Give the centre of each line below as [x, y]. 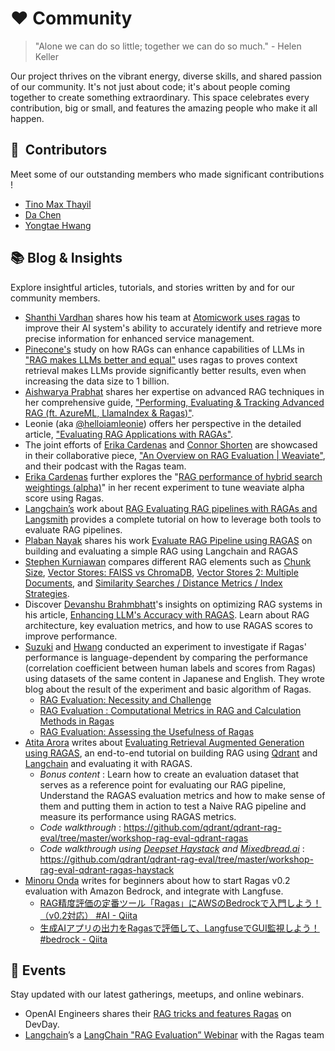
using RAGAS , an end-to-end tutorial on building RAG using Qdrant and [171, 753]
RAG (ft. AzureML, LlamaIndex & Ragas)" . [109, 413]
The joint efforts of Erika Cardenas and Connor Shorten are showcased [171, 444]
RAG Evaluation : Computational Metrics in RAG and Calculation [170, 710]
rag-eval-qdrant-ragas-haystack [107, 869]
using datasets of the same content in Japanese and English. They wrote [174, 678]
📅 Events [38, 970]
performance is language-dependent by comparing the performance [166, 657]
